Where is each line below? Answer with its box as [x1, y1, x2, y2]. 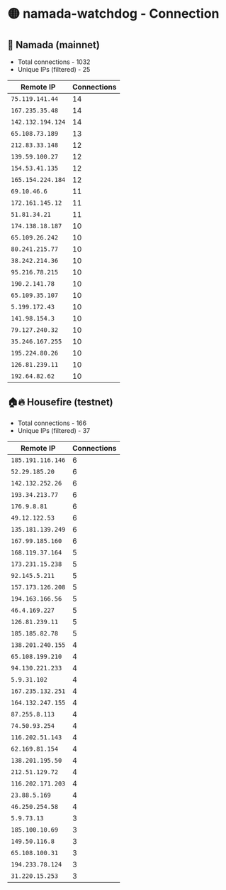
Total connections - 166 [17, 419, 87, 427]
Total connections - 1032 [17, 58, 91, 66]
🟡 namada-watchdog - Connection [7, 6, 220, 22]
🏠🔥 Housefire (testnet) [7, 396, 113, 409]
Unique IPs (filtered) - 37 [17, 426, 91, 434]
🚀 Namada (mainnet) [7, 38, 101, 50]
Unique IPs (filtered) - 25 [17, 65, 91, 73]
